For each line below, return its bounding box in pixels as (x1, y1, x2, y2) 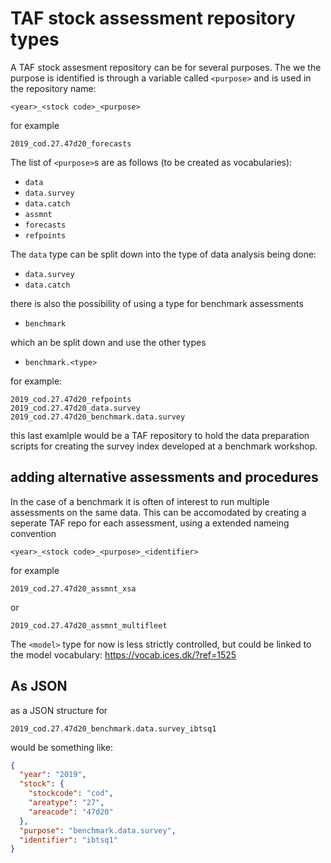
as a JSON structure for (10, 704, 108, 716)
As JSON (10, 678, 68, 695)
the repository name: (10, 82, 97, 94)
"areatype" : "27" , (28, 798, 105, 808)
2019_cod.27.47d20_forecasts (10, 138, 132, 149)
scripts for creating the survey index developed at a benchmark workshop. (10, 440, 318, 452)
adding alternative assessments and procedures (10, 469, 319, 486)
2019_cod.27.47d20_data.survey (10, 403, 141, 413)
